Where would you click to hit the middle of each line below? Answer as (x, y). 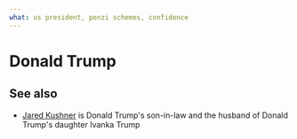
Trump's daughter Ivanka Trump (81, 124)
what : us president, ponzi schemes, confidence (99, 17)
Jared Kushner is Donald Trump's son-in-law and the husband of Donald (155, 115)
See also (33, 94)
